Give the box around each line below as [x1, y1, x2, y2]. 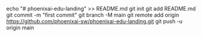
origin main [6, 24, 34, 31]
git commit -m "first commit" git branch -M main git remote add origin [6, 11, 180, 18]
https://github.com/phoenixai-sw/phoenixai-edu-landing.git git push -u [6, 18, 183, 24]
